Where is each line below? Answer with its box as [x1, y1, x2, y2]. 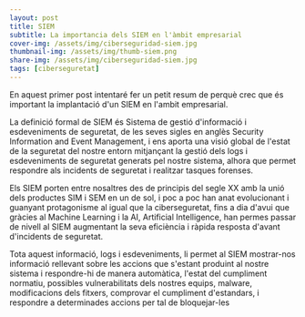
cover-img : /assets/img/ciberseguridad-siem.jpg [9, 38, 198, 48]
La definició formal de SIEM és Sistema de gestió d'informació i [9, 116, 248, 128]
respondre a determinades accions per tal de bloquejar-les [9, 297, 230, 308]
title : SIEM [9, 22, 55, 31]
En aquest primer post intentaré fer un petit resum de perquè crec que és [9, 88, 284, 100]
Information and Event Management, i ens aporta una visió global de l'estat [9, 136, 291, 147]
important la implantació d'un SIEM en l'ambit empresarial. [9, 98, 229, 109]
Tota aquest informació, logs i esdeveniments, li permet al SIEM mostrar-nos [9, 248, 296, 260]
